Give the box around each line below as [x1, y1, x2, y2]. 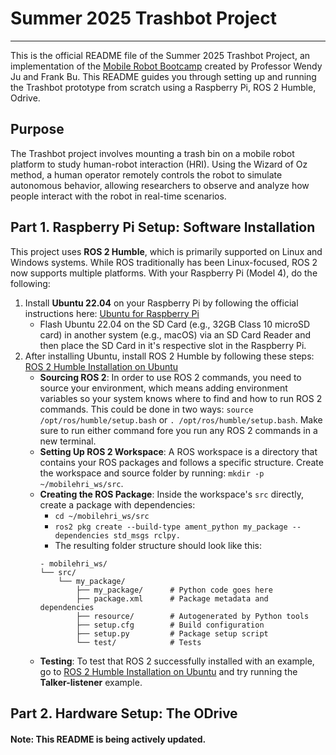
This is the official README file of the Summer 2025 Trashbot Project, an [10, 49, 311, 61]
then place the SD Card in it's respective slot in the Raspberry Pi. [39, 339, 307, 351]
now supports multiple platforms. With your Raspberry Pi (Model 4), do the [10, 267, 318, 279]
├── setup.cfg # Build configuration [75, 620, 265, 630]
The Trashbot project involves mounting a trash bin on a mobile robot [10, 147, 295, 159]
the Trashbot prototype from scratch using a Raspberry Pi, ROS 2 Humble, [10, 81, 317, 93]
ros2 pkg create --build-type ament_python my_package [54, 522, 288, 532]
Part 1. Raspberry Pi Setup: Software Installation [10, 219, 316, 236]
